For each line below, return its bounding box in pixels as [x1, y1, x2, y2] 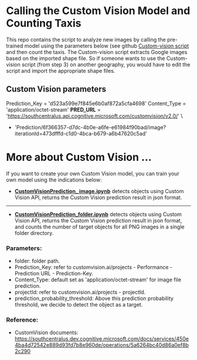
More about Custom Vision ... [6, 150, 152, 164]
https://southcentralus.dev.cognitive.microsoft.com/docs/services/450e [14, 335, 189, 342]
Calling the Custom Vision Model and [6, 4, 191, 18]
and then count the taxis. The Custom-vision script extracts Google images [6, 48, 188, 55]
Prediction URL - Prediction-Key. [14, 270, 94, 277]
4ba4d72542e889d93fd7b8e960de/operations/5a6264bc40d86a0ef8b [14, 342, 189, 349]
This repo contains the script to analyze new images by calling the [6, 36, 166, 43]
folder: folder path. [14, 257, 60, 264]
